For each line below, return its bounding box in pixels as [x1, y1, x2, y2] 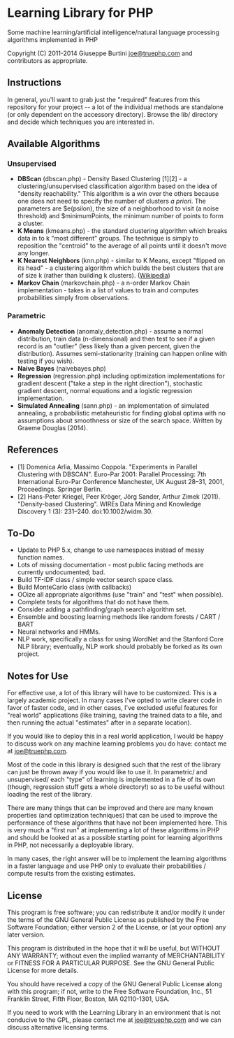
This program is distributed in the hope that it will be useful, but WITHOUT [7, 944, 221, 952]
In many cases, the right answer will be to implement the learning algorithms [7, 855, 227, 863]
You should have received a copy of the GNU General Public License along [7, 979, 222, 988]
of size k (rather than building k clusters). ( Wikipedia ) [17, 271, 171, 280]
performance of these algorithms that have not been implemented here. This [7, 818, 228, 827]
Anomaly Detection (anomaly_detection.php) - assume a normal [17, 327, 204, 335]
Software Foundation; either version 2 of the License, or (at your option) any [7, 923, 226, 931]
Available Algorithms [7, 138, 101, 150]
